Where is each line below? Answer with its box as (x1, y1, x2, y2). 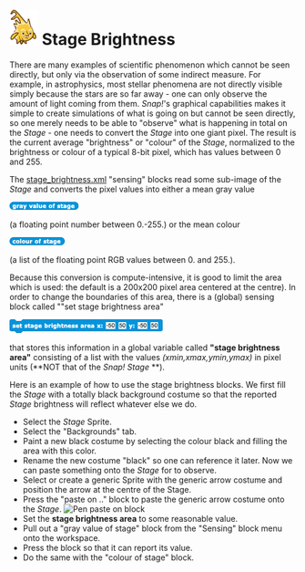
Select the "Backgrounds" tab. (22, 426, 137, 437)
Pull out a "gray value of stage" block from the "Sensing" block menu (22, 523, 282, 534)
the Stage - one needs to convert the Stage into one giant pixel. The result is (9, 128, 297, 138)
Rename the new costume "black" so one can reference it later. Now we (22, 455, 293, 465)
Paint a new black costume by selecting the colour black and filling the (22, 436, 288, 446)
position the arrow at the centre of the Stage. (22, 484, 192, 494)
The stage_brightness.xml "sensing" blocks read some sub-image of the (9, 174, 282, 184)
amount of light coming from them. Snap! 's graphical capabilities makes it (9, 99, 287, 109)
